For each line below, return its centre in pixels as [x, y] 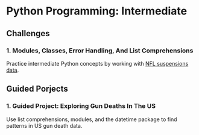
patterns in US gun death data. [44, 125]
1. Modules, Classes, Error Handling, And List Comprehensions [100, 51]
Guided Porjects [37, 89]
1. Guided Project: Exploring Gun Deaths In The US [81, 106]
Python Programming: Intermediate [97, 11]
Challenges [28, 33]
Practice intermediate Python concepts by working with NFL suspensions [97, 63]
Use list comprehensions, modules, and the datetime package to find [92, 119]
